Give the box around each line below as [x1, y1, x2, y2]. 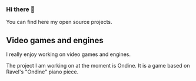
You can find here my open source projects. [6, 19, 112, 26]
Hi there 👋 [6, 5, 35, 13]
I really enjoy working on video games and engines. [6, 51, 131, 58]
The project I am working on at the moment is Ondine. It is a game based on [6, 62, 190, 69]
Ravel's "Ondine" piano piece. [6, 68, 79, 75]
